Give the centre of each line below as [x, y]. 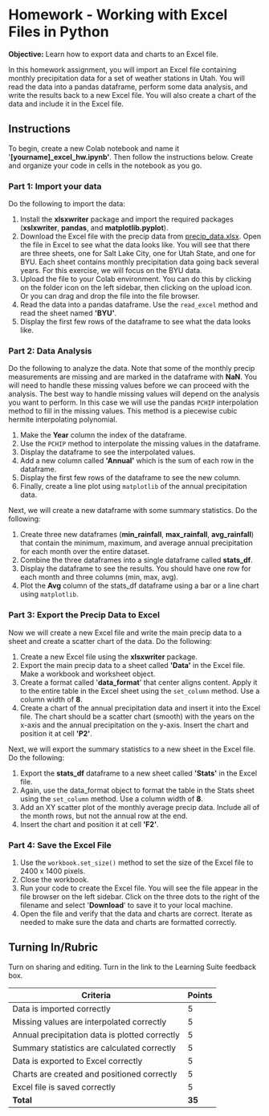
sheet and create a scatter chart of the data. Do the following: [110, 641]
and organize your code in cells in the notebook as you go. [105, 165]
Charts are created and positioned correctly [95, 1073]
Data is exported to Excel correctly [77, 1061]
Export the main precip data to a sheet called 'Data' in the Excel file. [132, 665]
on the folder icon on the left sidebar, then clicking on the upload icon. [136, 287]
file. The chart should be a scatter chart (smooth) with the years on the [137, 716]
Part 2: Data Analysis [50, 351]
